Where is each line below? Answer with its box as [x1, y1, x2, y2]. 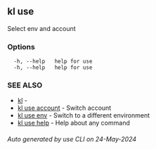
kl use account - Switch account [17, 104, 112, 112]
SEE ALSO [7, 80, 43, 90]
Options [7, 42, 35, 51]
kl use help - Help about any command [17, 119, 130, 127]
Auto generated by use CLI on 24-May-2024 [7, 135, 137, 143]
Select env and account [7, 24, 76, 32]
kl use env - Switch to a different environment [17, 111, 150, 120]
